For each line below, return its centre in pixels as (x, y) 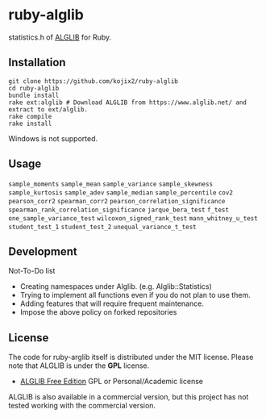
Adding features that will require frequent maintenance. (112, 303)
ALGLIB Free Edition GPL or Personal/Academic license (112, 382)
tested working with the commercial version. (82, 406)
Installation (37, 63)
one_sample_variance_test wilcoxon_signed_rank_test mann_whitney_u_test (133, 218)
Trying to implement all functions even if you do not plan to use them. (135, 295)
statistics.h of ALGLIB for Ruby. (60, 37)
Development (43, 251)
